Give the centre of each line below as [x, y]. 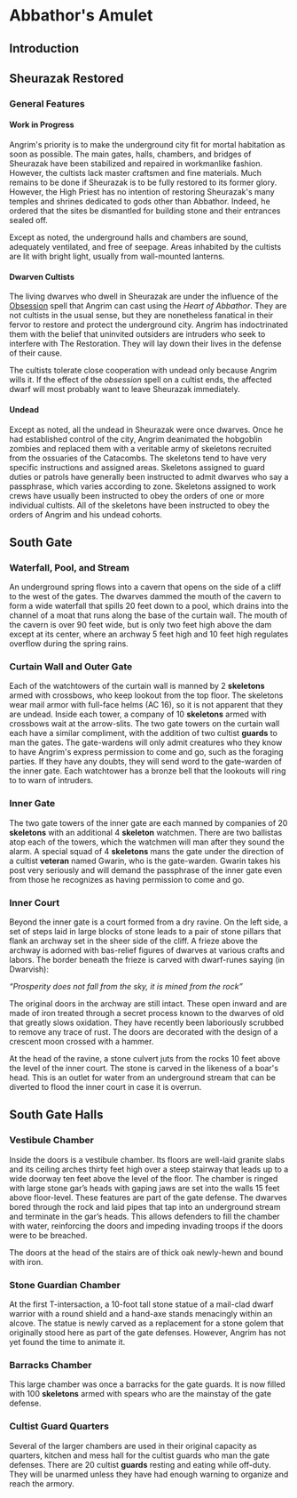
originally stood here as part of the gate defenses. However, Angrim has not [148, 1333]
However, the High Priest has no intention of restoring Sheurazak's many [142, 192]
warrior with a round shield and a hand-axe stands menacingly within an [141, 1314]
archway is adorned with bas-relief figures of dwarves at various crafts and [147, 950]
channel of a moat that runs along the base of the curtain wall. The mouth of [148, 615]
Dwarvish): [29, 969]
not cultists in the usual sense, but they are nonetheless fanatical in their [141, 316]
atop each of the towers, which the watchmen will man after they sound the [147, 842]
